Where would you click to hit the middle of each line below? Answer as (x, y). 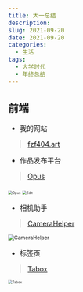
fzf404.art (43, 144)
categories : (27, 45)
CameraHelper (51, 224)
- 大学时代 (31, 67)
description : (29, 23)
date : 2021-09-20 (36, 37)
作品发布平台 (40, 161)
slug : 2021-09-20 (36, 30)
